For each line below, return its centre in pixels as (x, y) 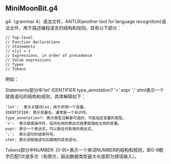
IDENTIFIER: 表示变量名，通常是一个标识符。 (48, 112)
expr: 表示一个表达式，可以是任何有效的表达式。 (50, 129)
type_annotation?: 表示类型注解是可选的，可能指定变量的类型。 (66, 118)
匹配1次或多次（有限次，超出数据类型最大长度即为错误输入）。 (74, 156)
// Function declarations (33, 42)
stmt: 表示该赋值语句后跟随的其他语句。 (43, 140)
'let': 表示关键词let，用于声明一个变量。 (46, 107)
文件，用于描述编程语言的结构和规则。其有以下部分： (65, 28)
